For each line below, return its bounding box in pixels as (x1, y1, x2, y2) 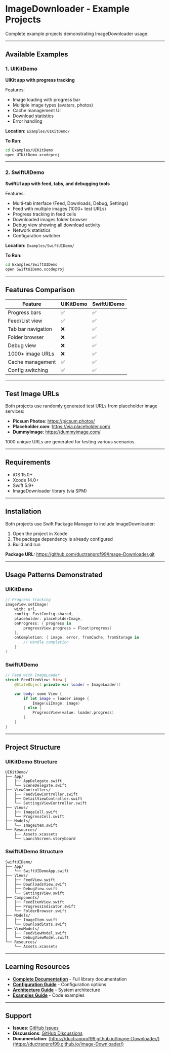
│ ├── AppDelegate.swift (5, 779, 62, 784)
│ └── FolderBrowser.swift (5, 908, 67, 914)
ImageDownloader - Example (5, 3, 130, 15)
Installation (5, 507, 41, 516)
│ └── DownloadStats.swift (5, 922, 67, 927)
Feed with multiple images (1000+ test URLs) (12, 205, 106, 212)
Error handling (12, 118, 42, 124)
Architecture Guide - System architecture (12, 987, 100, 993)
